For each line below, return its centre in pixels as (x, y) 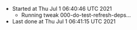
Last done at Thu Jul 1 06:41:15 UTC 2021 (64, 21)
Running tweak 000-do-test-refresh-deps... (76, 15)
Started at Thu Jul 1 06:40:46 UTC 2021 (62, 9)
